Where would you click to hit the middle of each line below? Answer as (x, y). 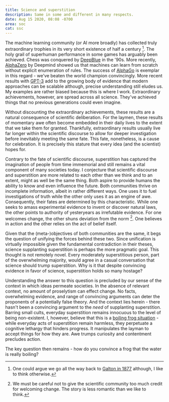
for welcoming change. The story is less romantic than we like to (79, 389)
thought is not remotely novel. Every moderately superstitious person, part (82, 255)
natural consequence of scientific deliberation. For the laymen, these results (84, 117)
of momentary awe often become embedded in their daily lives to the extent (84, 122)
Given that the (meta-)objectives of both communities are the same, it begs (83, 233)
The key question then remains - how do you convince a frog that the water (83, 349)
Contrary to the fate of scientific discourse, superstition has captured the (81, 159)
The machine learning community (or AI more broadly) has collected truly (81, 43)
